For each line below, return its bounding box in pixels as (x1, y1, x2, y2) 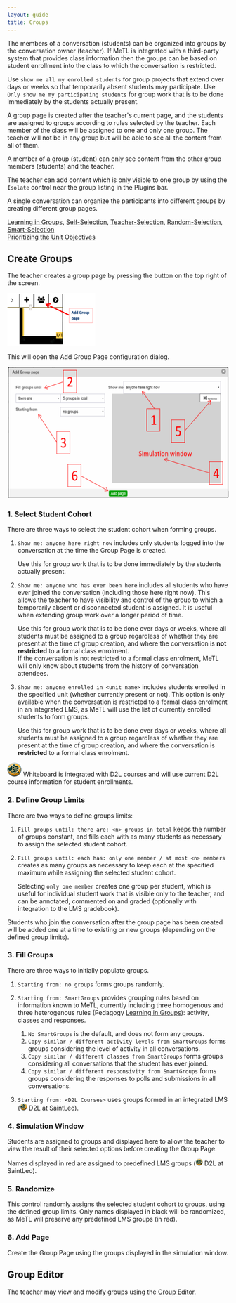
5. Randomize (7, 1184, 55, 1194)
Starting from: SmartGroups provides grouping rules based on (17, 993, 199, 1002)
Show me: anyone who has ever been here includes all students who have (17, 581, 228, 589)
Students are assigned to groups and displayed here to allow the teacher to (7, 1137, 225, 1146)
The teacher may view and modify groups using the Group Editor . (7, 1288, 197, 1296)
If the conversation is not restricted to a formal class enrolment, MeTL (17, 654, 219, 663)
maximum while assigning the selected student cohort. (17, 868, 176, 877)
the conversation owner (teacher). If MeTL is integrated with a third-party (7, 46, 219, 55)
